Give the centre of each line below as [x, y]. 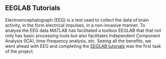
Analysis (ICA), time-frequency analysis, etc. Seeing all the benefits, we [78, 41]
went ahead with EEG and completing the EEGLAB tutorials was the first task [83, 46]
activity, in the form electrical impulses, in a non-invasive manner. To [75, 25]
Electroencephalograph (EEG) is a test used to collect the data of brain [77, 20]
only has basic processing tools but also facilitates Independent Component [83, 35]
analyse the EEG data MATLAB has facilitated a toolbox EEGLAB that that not [83, 30]
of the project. [20, 51]
